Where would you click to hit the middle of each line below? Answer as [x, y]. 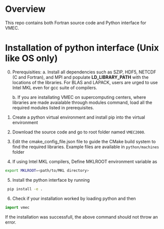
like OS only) [32, 58]
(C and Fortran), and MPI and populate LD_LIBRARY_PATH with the [80, 77]
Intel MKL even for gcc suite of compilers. [55, 88]
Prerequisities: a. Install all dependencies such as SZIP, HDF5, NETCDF [84, 72]
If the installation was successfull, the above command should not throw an [82, 217]
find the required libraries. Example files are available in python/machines [85, 147]
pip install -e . [25, 189]
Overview [25, 9]
